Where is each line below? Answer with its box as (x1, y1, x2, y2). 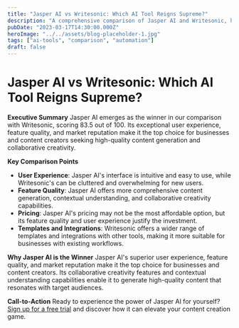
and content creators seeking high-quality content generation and (7, 135, 201, 144)
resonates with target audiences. (7, 283, 104, 292)
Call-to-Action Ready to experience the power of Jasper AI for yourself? (7, 297, 221, 305)
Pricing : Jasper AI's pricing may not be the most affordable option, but (17, 208, 225, 217)
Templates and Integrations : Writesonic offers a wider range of (17, 224, 205, 232)
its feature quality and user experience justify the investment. (17, 216, 198, 225)
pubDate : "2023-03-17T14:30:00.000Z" (7, 24, 119, 31)
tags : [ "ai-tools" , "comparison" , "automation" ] (7, 37, 154, 44)
